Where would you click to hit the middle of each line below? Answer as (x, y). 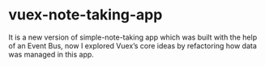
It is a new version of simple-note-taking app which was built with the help (133, 37)
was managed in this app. (51, 54)
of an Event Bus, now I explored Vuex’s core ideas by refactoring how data (133, 45)
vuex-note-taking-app (85, 15)
